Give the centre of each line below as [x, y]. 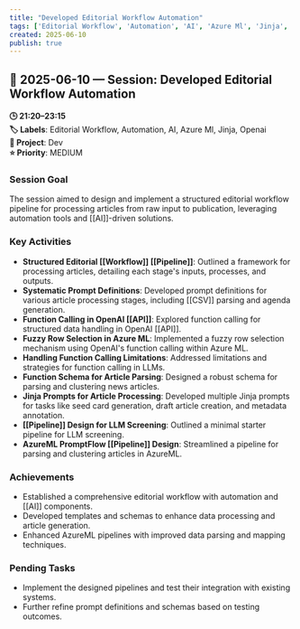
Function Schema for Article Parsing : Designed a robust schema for [150, 377]
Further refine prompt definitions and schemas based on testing [141, 607]
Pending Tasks [42, 568]
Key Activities [41, 242]
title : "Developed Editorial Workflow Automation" [106, 18]
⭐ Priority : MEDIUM [46, 153]
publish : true [36, 43]
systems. [39, 597]
